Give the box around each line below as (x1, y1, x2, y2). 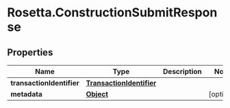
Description (163, 67, 202, 76)
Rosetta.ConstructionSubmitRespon (7, 5, 218, 21)
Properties (7, 46, 53, 58)
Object (86, 90, 108, 98)
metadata (10, 90, 42, 98)
